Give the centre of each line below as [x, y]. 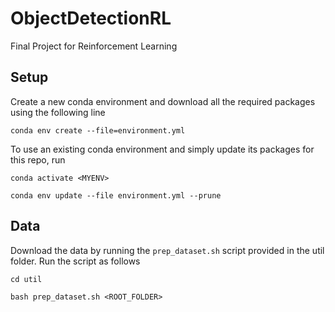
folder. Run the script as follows [75, 261]
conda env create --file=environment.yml [98, 130]
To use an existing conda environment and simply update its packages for [162, 149]
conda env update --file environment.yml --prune [116, 195]
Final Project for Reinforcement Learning [94, 46]
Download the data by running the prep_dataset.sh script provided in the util [167, 250]
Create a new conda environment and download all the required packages [163, 101]
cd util [26, 279]
